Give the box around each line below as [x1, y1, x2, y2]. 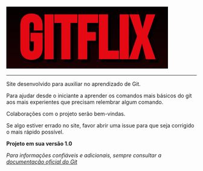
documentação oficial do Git [6, 158, 77, 165]
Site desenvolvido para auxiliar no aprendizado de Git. [6, 80, 141, 88]
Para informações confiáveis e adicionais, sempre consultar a [6, 152, 162, 159]
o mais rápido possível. [6, 128, 64, 135]
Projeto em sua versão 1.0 [6, 140, 72, 147]
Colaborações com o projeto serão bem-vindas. [6, 110, 126, 117]
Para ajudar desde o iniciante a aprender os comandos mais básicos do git [6, 92, 192, 99]
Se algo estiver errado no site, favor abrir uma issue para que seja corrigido [6, 122, 195, 129]
